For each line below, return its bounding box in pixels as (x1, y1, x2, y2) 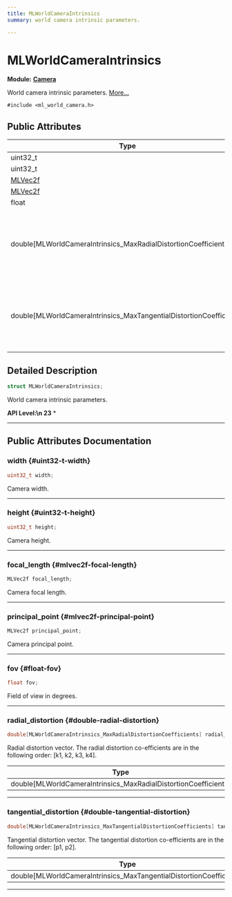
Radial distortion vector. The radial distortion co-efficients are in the (7, 744, 200, 752)
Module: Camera (7, 75, 57, 84)
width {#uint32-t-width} (7, 456, 91, 466)
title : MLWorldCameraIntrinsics (7, 10, 100, 17)
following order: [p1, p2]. (7, 842, 77, 851)
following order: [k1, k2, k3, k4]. (7, 751, 97, 759)
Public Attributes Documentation (7, 435, 152, 447)
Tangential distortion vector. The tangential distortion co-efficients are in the (7, 835, 224, 844)
